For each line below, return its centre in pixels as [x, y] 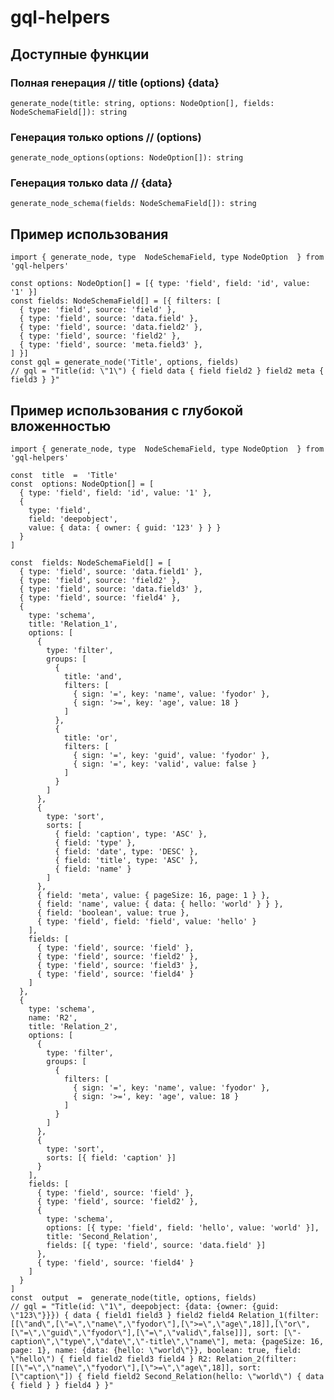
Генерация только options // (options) [106, 137]
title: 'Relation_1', [73, 624]
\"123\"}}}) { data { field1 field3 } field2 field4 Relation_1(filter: [165, 1316]
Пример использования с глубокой [127, 410]
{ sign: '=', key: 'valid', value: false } [165, 764]
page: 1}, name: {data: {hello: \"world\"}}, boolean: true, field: [156, 1351]
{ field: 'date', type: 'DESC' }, [126, 852]
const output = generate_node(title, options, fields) [133, 1298]
